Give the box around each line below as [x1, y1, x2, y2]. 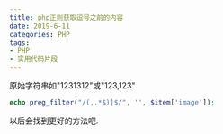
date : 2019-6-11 [9, 21, 70, 30]
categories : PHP [9, 29, 70, 38]
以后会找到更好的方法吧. [9, 115, 99, 126]
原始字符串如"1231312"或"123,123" [9, 80, 136, 90]
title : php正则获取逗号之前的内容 [9, 13, 124, 22]
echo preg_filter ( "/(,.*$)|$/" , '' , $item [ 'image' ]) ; [9, 98, 216, 107]
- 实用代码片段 [9, 54, 58, 63]
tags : [9, 38, 30, 47]
